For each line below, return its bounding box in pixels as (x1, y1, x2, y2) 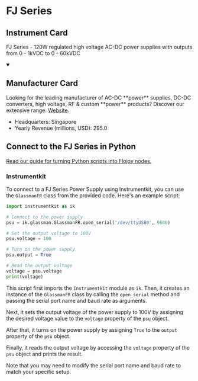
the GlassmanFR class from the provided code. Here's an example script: (6, 191, 180, 199)
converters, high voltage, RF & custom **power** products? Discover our (6, 100, 185, 107)
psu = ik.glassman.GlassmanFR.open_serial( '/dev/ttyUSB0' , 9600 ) (6, 219, 170, 226)
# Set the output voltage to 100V (6, 230, 92, 236)
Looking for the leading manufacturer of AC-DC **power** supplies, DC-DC (6, 94, 191, 101)
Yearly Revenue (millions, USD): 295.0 (14, 124, 108, 132)
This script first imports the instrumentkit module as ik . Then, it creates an (6, 284, 190, 292)
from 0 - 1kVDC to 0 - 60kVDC (6, 50, 81, 57)
